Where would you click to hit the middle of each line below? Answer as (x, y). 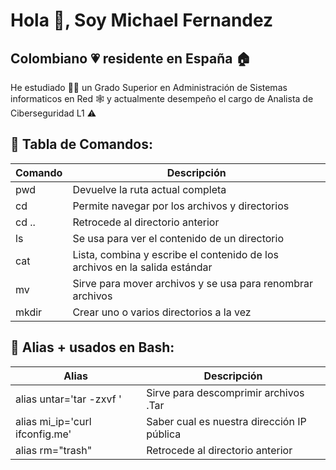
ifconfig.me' (43, 434)
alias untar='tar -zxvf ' (68, 399)
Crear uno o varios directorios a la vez (162, 312)
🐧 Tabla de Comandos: (81, 144)
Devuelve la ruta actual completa (149, 189)
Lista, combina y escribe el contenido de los (175, 254)
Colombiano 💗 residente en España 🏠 (131, 58)
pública (164, 434)
